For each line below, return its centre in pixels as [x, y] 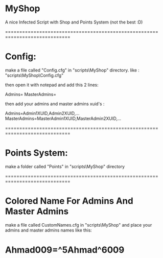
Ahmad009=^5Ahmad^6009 [65, 250]
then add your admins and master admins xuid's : [55, 104]
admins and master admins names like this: [48, 230]
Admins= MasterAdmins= [31, 94]
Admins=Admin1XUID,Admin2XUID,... [42, 113]
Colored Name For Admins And [69, 201]
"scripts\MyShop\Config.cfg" [34, 75]
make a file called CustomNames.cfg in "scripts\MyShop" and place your [79, 225]
